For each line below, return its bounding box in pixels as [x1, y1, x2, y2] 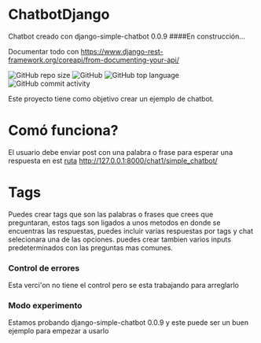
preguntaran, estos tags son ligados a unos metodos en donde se [8, 218, 221, 227]
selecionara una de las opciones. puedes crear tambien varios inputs [8, 234, 232, 244]
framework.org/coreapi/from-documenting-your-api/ [8, 55, 179, 65]
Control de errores [8, 262, 80, 273]
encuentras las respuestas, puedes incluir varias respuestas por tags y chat [8, 226, 254, 235]
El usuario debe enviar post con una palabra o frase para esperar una [8, 147, 233, 157]
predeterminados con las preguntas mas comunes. [8, 242, 173, 253]
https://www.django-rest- [80, 46, 164, 56]
